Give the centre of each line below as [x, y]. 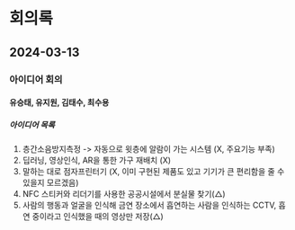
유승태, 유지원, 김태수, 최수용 [59, 102]
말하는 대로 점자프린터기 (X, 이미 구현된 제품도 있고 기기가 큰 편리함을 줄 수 [153, 172]
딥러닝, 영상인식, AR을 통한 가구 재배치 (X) [97, 160]
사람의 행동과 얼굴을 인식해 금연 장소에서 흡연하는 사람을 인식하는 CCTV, [149, 205]
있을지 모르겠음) [50, 183]
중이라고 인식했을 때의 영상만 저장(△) [98, 217]
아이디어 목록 [32, 124]
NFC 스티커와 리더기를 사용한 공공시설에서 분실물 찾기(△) [124, 194]
